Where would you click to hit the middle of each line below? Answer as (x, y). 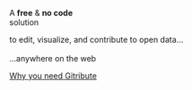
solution (24, 22)
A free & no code (41, 13)
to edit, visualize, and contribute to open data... (96, 40)
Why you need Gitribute (53, 76)
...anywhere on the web (53, 58)
